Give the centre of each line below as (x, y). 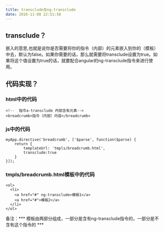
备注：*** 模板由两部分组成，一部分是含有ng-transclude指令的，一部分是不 (82, 218)
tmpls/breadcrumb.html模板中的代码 (50, 175)
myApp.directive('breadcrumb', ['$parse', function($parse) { (71, 140)
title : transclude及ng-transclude (41, 10)
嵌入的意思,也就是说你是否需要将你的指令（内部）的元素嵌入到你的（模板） (82, 48)
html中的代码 (21, 99)
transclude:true (40, 153)
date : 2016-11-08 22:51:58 (33, 14)
